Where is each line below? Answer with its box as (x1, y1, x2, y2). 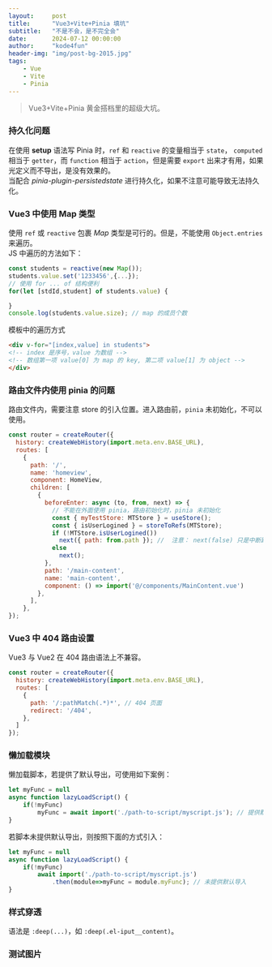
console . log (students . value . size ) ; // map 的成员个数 (8, 309, 188, 317)
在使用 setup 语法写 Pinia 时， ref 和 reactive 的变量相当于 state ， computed (8, 145, 263, 155)
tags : (8, 58, 27, 66)
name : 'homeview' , (29, 468, 92, 477)
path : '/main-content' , (44, 566, 125, 574)
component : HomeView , (29, 476, 104, 484)
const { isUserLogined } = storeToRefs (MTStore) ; (51, 521, 223, 530)
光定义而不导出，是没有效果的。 (8, 165, 115, 175)
